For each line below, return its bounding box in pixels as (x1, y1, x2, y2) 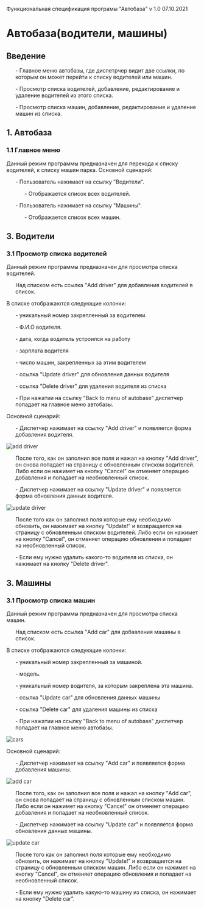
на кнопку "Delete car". (15, 895, 75, 903)
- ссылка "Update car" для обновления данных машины (15, 694, 160, 701)
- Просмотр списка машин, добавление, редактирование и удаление (15, 104, 197, 110)
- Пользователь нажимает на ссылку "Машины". (15, 201, 142, 209)
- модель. (15, 670, 41, 677)
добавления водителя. (15, 431, 74, 438)
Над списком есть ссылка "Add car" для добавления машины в (15, 628, 181, 636)
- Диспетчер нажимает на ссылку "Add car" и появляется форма (15, 759, 186, 767)
